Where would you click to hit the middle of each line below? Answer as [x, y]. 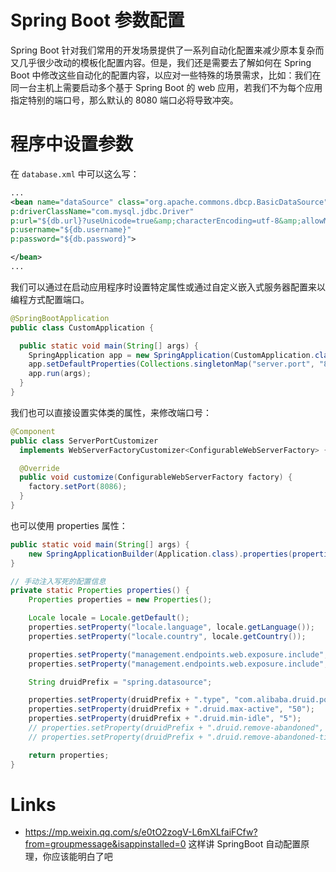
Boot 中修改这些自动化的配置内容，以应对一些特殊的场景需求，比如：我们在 [166, 75]
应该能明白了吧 [82, 857]
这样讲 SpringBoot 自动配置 [245, 844]
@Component [33, 431]
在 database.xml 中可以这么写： [75, 173]
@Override [39, 468]
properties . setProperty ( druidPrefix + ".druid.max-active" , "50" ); [171, 709]
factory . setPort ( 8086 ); [78, 487]
